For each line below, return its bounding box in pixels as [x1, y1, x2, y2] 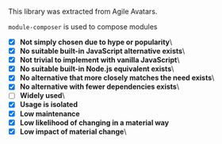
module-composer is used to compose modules [8, 22, 158, 31]
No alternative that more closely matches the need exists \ [19, 73, 215, 82]
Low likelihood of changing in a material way [19, 118, 169, 127]
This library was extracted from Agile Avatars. [8, 7, 158, 16]
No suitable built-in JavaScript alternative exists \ [19, 47, 186, 56]
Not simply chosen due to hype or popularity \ [19, 37, 173, 47]
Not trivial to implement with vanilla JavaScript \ [19, 55, 180, 65]
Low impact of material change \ [19, 127, 127, 136]
